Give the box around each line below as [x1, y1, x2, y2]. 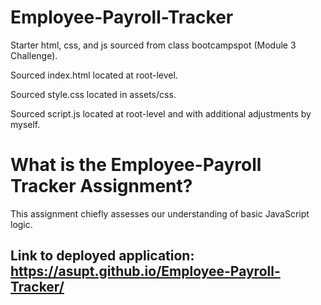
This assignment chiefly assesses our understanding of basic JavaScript [10, 207, 310, 220]
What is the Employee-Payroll [10, 154, 262, 176]
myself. [10, 118, 41, 130]
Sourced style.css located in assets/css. [10, 88, 177, 100]
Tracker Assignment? [10, 175, 193, 198]
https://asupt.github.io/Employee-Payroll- [10, 263, 281, 280]
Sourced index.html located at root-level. [10, 69, 178, 81]
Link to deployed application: [10, 247, 195, 265]
